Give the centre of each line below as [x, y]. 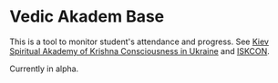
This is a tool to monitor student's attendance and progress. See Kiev [139, 41]
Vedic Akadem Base [87, 17]
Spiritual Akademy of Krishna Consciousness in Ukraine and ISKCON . [140, 51]
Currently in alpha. [44, 69]
